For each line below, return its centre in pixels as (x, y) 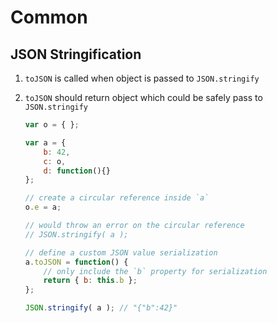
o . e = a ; (43, 207)
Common (49, 17)
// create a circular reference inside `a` (117, 198)
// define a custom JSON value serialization (121, 252)
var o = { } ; (52, 125)
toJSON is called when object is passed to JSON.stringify (142, 78)
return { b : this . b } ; (90, 281)
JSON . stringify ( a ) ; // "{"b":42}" (101, 308)
